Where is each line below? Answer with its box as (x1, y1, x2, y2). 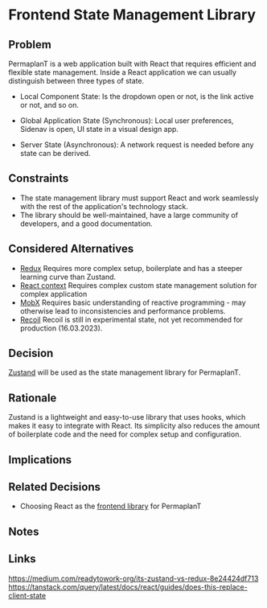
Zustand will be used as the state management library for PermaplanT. (8, 368, 241, 377)
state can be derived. (19, 149, 91, 158)
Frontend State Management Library (8, 6, 256, 24)
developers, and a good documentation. (19, 219, 153, 228)
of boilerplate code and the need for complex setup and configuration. (8, 429, 241, 439)
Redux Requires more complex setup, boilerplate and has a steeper (19, 263, 243, 273)
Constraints (8, 171, 69, 186)
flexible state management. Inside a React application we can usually (8, 68, 237, 77)
